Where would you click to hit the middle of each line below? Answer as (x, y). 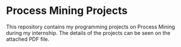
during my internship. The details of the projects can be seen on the (88, 32)
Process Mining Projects (67, 11)
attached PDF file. (28, 39)
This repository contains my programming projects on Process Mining (90, 27)
